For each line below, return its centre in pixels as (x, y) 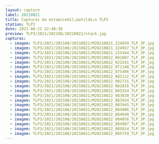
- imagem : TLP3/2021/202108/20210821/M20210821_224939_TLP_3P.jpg (82, 43)
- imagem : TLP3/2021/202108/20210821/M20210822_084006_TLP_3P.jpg (82, 110)
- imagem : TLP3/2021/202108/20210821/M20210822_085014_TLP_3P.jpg (82, 129)
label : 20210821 (22, 15)
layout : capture (22, 10)
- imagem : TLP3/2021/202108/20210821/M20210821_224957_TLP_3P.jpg (82, 48)
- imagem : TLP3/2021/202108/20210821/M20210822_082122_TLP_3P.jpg (82, 77)
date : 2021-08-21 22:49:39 (34, 29)
